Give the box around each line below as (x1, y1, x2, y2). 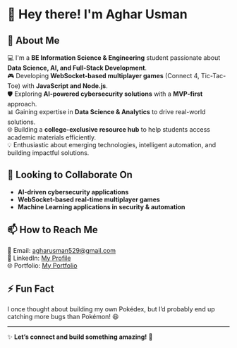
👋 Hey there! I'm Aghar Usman (7, 6, 188, 23)
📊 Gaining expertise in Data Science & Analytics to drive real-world (7, 108, 206, 116)
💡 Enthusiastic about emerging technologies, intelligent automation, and (7, 141, 217, 149)
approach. (7, 100, 37, 108)
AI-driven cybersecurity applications (17, 187, 129, 196)
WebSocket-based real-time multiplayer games (17, 195, 160, 204)
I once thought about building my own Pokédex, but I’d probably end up (7, 305, 215, 313)
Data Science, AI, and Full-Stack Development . (7, 63, 147, 72)
